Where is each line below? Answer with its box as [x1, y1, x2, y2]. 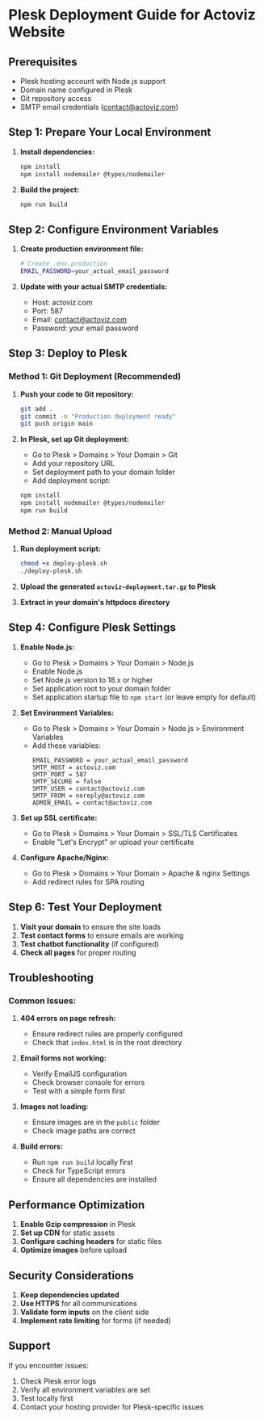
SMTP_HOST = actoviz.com [31, 763, 116, 771]
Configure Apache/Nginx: [19, 852, 109, 862]
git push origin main [19, 420, 93, 428]
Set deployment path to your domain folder [31, 467, 176, 477]
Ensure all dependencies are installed [31, 1174, 157, 1184]
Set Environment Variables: [19, 708, 115, 717]
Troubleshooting [8, 971, 94, 985]
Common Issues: [8, 995, 77, 1006]
